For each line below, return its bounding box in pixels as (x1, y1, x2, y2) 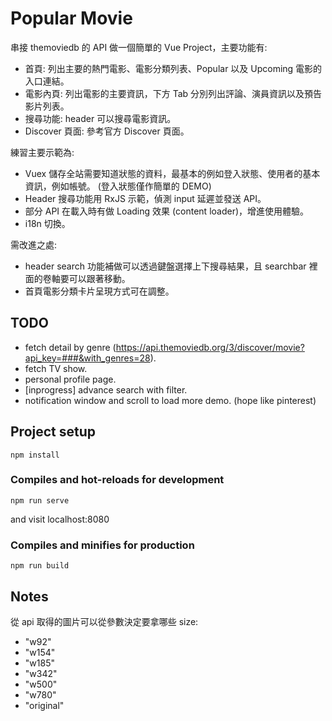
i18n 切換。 (24, 217, 71, 229)
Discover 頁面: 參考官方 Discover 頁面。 (24, 125, 190, 137)
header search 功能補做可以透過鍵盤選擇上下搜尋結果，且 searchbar (24, 260, 307, 272)
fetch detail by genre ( (24, 341, 117, 353)
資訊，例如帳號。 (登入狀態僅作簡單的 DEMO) (24, 180, 212, 192)
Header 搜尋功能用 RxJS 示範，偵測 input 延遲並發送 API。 (24, 192, 267, 204)
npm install (10, 450, 60, 460)
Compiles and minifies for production (10, 538, 195, 552)
